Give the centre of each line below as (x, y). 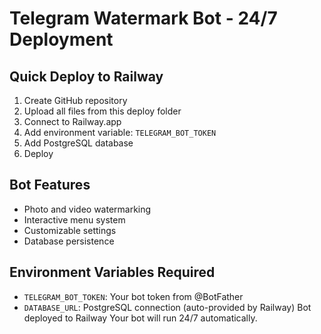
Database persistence (69, 241)
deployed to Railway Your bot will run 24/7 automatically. (140, 318)
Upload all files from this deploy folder (102, 111)
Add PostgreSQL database (78, 143)
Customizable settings (70, 230)
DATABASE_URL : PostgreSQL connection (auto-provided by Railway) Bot (167, 307)
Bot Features (50, 185)
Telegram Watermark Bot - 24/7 (143, 18)
